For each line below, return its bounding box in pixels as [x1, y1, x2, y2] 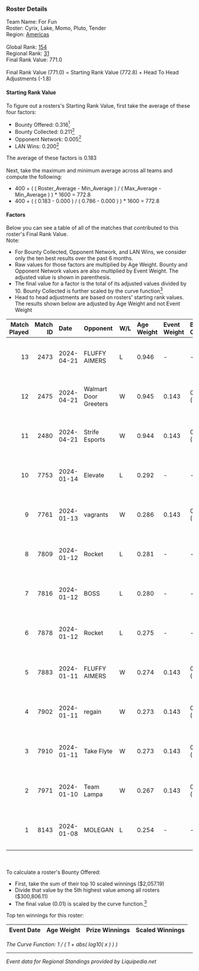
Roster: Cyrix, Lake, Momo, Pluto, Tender [6, 24, 107, 32]
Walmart [84, 384, 108, 393]
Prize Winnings [85, 926, 130, 934]
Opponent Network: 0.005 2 [14, 134, 82, 143]
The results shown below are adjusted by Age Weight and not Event [14, 300, 181, 307]
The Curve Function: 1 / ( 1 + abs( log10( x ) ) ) [6, 941, 118, 948]
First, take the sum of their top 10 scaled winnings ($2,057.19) [14, 880, 165, 887]
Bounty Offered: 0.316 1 [14, 120, 70, 128]
